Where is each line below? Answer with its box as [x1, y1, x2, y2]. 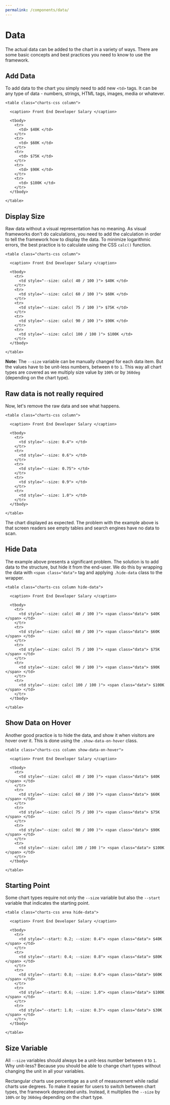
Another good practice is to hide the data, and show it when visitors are [5, 732, 155, 738]
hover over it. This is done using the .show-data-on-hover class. [5, 737, 138, 743]
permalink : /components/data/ [5, 7, 70, 13]
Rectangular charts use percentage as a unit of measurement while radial [5, 1078, 159, 1084]
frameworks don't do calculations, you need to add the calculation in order [5, 231, 161, 237]
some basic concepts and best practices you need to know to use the [5, 51, 151, 57]
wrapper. [5, 575, 24, 581]
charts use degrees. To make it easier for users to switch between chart [5, 1084, 156, 1090]
